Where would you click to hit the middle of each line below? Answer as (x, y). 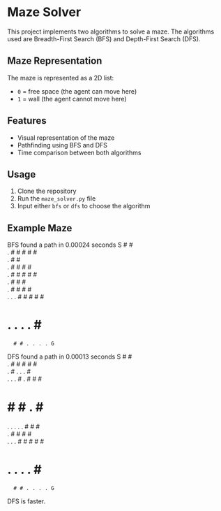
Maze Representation (55, 61)
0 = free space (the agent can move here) (77, 91)
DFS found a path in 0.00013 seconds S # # (70, 357)
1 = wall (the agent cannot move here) (72, 99)
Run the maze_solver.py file (56, 199)
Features (27, 121)
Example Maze (40, 228)
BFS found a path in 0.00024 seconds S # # (70, 245)
